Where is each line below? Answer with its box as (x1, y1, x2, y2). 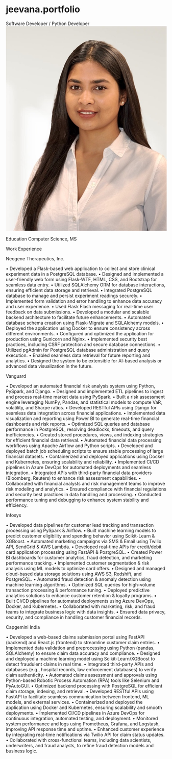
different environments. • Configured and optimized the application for (6, 331, 155, 337)
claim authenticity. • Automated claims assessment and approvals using (6, 672, 157, 678)
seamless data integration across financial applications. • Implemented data (6, 410, 165, 417)
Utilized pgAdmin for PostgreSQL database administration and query (6, 347, 150, 353)
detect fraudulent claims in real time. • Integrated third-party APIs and (6, 661, 154, 667)
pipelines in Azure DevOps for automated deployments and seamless (6, 464, 151, 471)
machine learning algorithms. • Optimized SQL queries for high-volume (6, 582, 156, 588)
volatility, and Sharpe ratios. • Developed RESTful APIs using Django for (6, 405, 157, 411)
